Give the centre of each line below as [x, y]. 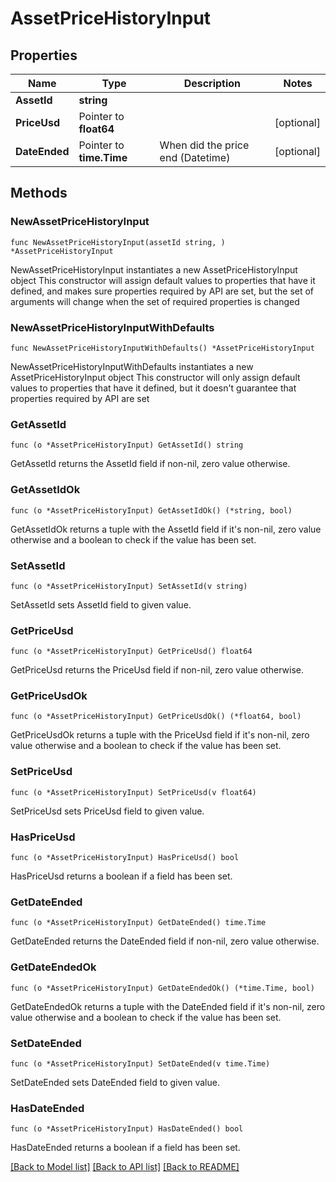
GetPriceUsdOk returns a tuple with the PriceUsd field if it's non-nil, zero [160, 735]
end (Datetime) [195, 157]
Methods [39, 193]
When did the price [204, 145]
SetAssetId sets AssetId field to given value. [101, 604]
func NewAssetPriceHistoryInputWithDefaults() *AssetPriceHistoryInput [162, 348]
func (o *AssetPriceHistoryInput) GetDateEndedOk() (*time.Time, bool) [162, 988]
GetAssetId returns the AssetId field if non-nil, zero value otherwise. [150, 464]
